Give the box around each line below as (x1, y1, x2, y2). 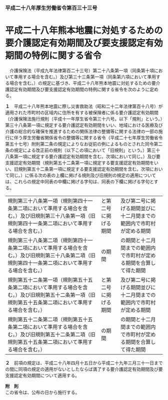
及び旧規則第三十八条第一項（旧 (20, 212, 96, 219)
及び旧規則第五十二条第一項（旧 (20, 291, 96, 298)
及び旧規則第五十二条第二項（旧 (20, 331, 96, 338)
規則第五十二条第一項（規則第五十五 (7, 276, 93, 283)
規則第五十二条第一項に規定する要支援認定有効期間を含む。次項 (18, 166, 150, 172)
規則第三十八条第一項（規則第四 (7, 197, 83, 204)
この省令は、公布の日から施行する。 (5, 389, 80, 395)
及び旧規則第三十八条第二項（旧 (20, 252, 96, 259)
